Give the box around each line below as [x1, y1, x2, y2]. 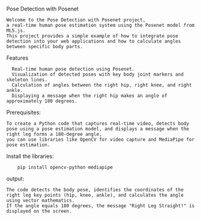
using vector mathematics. [6, 197, 75, 204]
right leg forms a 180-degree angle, [6, 131, 102, 137]
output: [6, 175, 24, 182]
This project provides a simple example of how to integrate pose [6, 33, 178, 39]
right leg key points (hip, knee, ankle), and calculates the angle [6, 192, 184, 198]
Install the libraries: [6, 152, 54, 160]
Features [6, 54, 29, 62]
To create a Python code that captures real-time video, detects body [6, 121, 189, 127]
